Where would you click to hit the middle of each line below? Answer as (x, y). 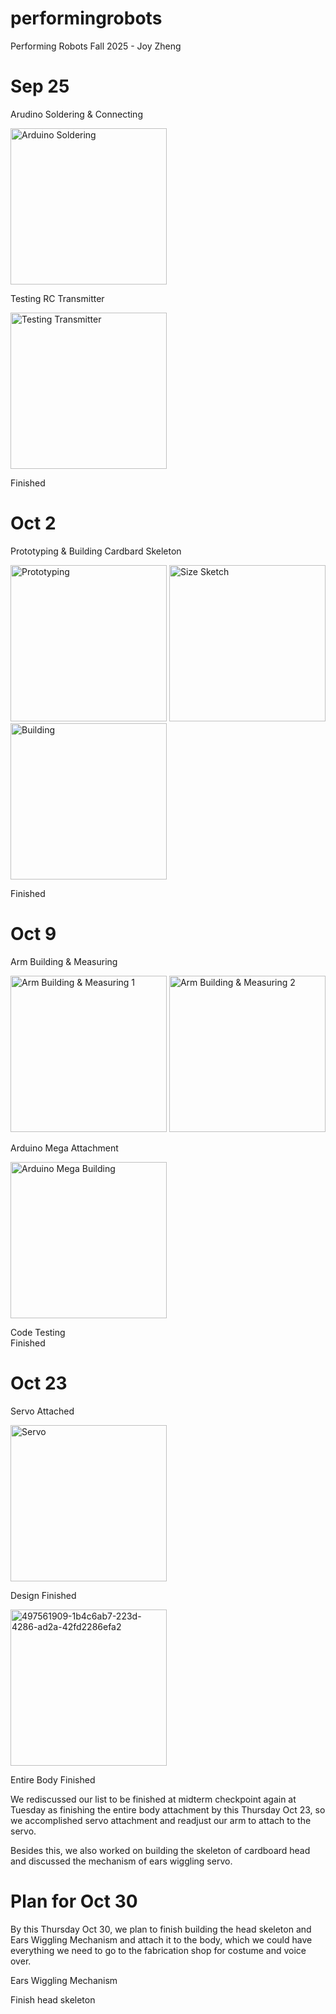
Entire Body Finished (53, 1779)
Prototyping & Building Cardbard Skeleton (96, 551)
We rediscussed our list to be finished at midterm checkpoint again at (153, 1799)
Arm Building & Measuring (64, 961)
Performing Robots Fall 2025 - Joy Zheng (96, 46)
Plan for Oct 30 (74, 1901)
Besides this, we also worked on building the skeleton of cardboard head (160, 1850)
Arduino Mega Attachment (64, 1148)
